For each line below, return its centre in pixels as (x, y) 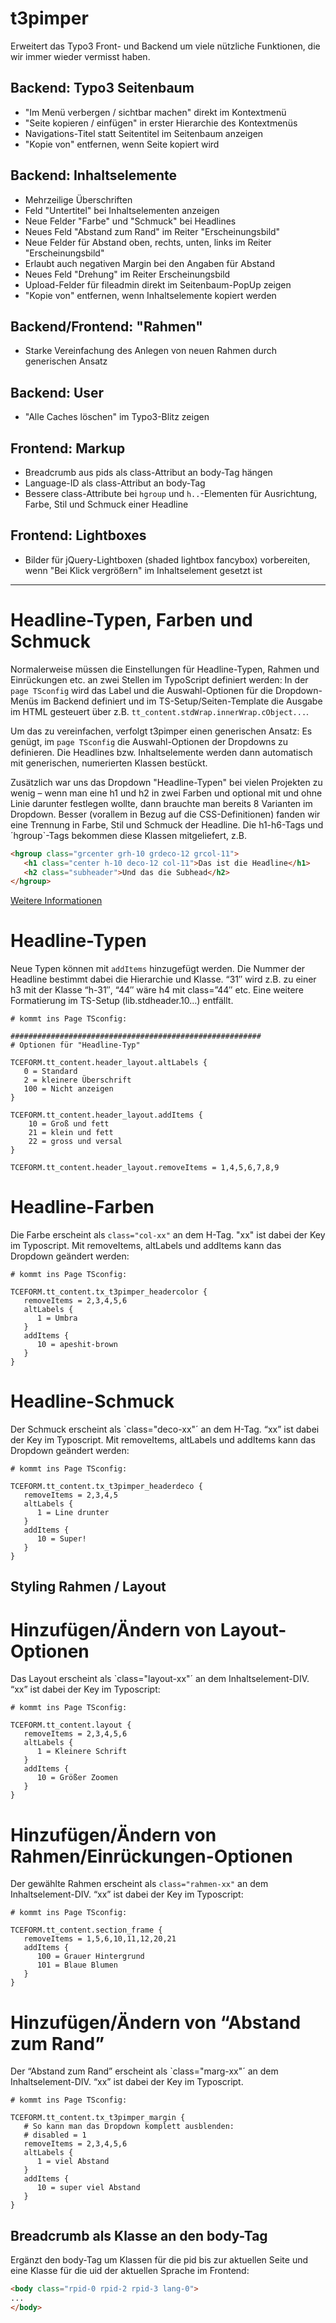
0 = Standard (50, 1072)
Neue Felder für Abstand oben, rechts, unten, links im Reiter (148, 242)
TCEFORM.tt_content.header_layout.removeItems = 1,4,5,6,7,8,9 (145, 1168)
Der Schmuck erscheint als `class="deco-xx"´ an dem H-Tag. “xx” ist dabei (165, 1429)
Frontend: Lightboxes (78, 535)
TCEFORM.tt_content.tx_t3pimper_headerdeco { (106, 1487)
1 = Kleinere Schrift (82, 1752)
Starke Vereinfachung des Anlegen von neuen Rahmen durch (151, 351)
